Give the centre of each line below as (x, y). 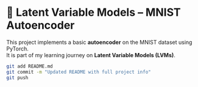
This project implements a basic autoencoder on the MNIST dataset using (99, 42)
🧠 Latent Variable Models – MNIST (94, 12)
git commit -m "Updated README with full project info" (79, 72)
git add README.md (30, 66)
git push (17, 78)
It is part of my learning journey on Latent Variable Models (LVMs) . (91, 55)
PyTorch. (18, 49)
